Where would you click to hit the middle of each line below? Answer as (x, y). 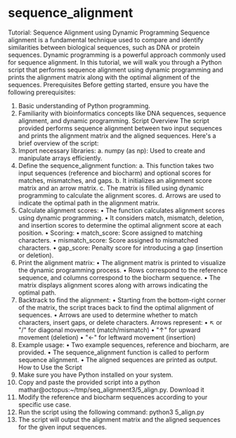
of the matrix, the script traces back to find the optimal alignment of (116, 307)
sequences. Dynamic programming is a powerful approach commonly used (117, 55)
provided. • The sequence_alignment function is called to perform (113, 352)
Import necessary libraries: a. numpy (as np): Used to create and (112, 150)
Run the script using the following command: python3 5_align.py (111, 412)
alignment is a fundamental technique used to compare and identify (106, 39)
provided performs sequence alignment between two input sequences (120, 128)
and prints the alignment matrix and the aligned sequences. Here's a (117, 136)
